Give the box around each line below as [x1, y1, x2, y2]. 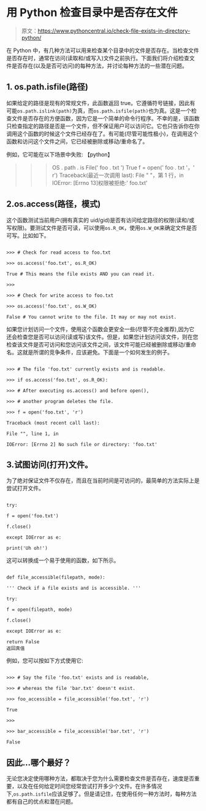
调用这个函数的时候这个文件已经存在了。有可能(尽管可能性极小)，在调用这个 [6, 130, 199, 137]
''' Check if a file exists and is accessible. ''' [6, 585, 141, 592]
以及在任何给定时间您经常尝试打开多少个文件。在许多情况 [17, 783, 162, 790]
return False [6, 639, 40, 645]
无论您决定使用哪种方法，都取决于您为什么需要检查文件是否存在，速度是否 [6, 775, 194, 782]
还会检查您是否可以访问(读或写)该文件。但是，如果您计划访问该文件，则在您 [6, 333, 199, 340]
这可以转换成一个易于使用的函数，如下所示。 [6, 557, 120, 564]
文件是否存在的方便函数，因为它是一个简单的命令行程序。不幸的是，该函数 [11, 114, 200, 122]
